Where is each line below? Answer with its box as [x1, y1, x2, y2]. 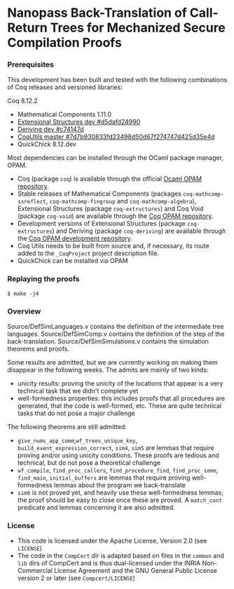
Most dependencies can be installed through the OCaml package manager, [7, 154, 224, 162]
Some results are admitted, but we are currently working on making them [7, 358, 219, 367]
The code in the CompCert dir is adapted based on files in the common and [17, 552, 224, 560]
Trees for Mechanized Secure [50, 20, 226, 36]
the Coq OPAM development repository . [17, 234, 133, 243]
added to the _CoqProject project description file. [17, 249, 160, 257]
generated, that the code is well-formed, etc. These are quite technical [17, 402, 222, 410]
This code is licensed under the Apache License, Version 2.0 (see [17, 536, 207, 545]
